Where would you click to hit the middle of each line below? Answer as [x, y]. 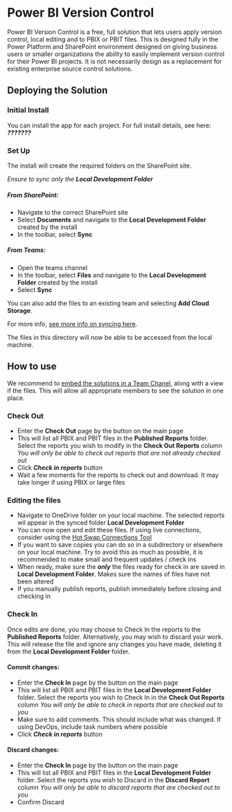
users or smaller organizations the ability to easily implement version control [116, 54]
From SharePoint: [33, 195]
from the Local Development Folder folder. [69, 651]
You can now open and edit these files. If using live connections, [109, 530]
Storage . [20, 310]
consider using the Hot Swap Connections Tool [84, 537]
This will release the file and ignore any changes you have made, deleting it [115, 644]
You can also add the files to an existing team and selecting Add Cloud [108, 303]
